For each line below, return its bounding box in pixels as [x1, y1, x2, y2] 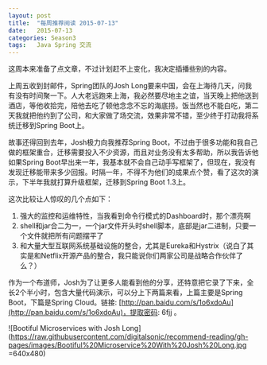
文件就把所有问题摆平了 [26, 231, 104, 241]
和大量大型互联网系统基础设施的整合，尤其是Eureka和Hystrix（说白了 [19, 241, 247, 250]
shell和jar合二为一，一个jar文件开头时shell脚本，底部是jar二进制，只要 [19, 221, 250, 231]
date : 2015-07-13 [8, 26, 73, 34]
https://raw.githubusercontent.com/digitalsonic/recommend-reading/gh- [10, 332, 249, 342]
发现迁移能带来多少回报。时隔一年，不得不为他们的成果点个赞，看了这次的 [8, 168, 252, 177]
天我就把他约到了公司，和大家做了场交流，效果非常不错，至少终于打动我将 [8, 111, 252, 120]
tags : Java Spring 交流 [8, 41, 91, 49]
